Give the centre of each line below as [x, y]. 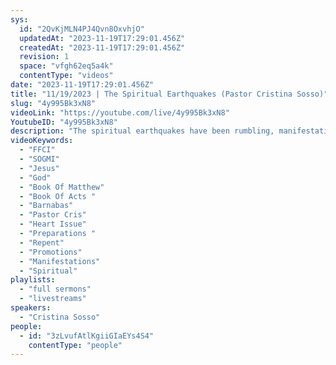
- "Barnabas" [46, 206]
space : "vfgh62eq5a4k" [66, 66]
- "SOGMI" [39, 159]
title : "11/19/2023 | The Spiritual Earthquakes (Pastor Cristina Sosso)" [169, 94]
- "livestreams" [53, 299]
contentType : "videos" [66, 76]
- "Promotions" [51, 252]
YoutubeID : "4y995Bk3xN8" [64, 122]
